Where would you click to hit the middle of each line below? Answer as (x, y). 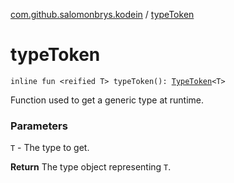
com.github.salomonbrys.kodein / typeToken (102, 14)
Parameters (39, 126)
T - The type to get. (50, 148)
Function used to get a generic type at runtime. (107, 100)
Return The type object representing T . (91, 167)
